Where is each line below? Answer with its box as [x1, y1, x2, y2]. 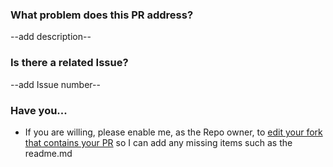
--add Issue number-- [10, 78, 101, 90]
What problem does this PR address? [10, 8, 194, 22]
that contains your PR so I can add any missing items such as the [24, 136, 293, 148]
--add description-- [10, 31, 92, 43]
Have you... [10, 103, 68, 117]
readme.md [24, 147, 73, 159]
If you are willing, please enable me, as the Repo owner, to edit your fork [24, 126, 323, 138]
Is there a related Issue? [10, 56, 129, 70]
